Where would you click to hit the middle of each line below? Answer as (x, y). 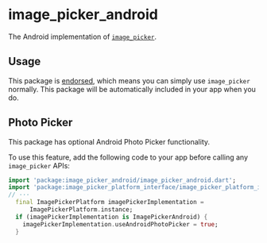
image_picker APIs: (39, 165)
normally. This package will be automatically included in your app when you (132, 89)
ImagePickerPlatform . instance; (81, 210)
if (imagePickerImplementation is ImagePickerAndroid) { (112, 217)
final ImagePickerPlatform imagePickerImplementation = (110, 202)
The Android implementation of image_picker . (83, 37)
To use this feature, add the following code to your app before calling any (128, 157)
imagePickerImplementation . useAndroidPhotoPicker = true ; (120, 224)
